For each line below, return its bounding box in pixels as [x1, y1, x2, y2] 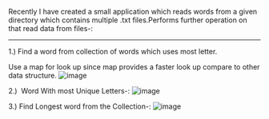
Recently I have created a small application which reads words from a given [8, 7, 258, 16]
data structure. [8, 71, 58, 80]
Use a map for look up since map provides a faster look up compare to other [8, 62, 260, 71]
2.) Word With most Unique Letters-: [8, 86, 130, 95]
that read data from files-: [8, 24, 94, 33]
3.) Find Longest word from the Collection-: [8, 101, 151, 111]
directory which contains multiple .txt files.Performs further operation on [8, 15, 248, 25]
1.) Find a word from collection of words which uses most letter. [8, 47, 218, 56]
